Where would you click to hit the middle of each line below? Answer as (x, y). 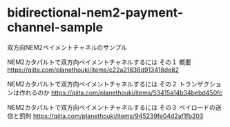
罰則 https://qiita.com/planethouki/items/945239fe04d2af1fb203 (111, 116)
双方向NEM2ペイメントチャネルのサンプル (67, 47)
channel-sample (55, 27)
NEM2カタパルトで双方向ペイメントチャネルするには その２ (92, 84)
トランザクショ (200, 84)
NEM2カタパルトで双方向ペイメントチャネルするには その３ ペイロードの (111, 107)
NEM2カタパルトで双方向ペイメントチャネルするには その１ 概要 (99, 62)
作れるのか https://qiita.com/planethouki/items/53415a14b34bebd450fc (121, 92)
